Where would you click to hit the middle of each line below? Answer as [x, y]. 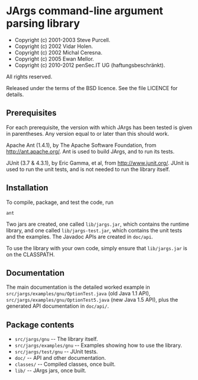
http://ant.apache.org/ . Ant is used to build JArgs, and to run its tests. [90, 151]
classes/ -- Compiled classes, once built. [65, 364]
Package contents [40, 325]
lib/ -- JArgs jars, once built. [51, 371]
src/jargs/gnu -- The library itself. [56, 339]
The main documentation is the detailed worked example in [78, 287]
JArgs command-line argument [85, 11]
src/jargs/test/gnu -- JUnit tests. [56, 352]
